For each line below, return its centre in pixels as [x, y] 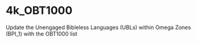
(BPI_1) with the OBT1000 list [42, 33]
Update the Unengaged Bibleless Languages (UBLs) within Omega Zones [98, 27]
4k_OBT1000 [39, 11]
